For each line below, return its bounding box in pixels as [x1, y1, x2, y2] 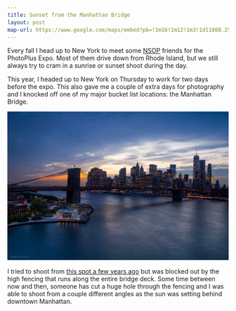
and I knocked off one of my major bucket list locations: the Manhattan [7, 90, 212, 99]
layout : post [7, 18, 46, 26]
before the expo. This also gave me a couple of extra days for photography [7, 83, 225, 91]
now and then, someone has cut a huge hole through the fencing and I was [7, 282, 224, 291]
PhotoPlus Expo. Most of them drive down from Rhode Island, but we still [7, 54, 218, 63]
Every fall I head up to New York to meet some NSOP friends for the [7, 47, 204, 55]
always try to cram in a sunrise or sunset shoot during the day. [7, 61, 188, 70]
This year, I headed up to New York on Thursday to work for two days [7, 75, 209, 84]
